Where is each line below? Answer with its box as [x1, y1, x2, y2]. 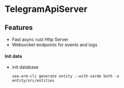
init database [11, 64, 39, 70]
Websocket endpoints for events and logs [11, 42, 98, 48]
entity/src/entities [11, 78, 55, 83]
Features [4, 23, 33, 32]
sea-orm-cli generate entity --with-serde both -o [11, 74, 120, 79]
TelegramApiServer [4, 3, 88, 15]
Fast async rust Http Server [11, 36, 69, 42]
